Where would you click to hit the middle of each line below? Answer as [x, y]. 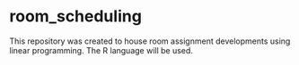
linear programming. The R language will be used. [101, 50]
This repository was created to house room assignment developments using [150, 41]
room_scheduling [75, 16]
